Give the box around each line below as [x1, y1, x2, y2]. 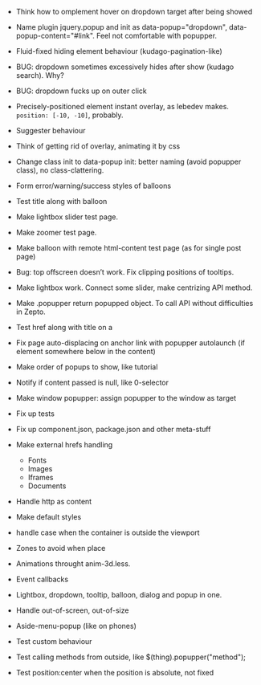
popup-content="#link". [15, 31, 95, 40]
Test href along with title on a [15, 323, 112, 332]
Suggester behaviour [15, 126, 86, 135]
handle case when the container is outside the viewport [15, 528, 200, 537]
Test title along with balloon [15, 197, 108, 206]
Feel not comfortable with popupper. [96, 31, 218, 40]
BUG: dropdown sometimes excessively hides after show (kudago [15, 62, 234, 71]
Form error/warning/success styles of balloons [15, 181, 171, 190]
